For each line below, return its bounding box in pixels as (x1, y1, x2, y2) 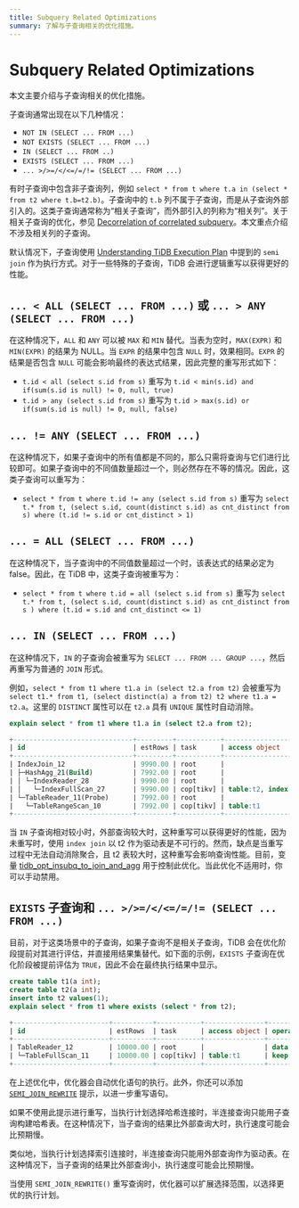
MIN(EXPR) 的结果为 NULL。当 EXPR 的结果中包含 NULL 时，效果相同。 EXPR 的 (9, 346, 285, 357)
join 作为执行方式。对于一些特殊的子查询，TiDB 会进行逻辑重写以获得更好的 (9, 258, 289, 268)
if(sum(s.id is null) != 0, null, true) (21, 386, 174, 395)
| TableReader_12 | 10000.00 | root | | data (9, 1043, 289, 1052)
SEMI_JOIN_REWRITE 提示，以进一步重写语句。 (9, 1088, 174, 1098)
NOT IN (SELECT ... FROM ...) (21, 128, 135, 138)
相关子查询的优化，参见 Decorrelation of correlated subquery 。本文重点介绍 (9, 217, 288, 227)
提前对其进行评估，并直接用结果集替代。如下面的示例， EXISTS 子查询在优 (16, 949, 285, 959)
